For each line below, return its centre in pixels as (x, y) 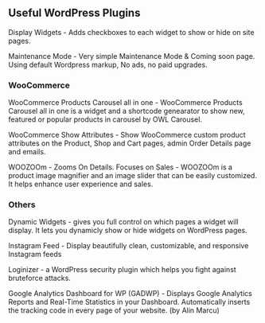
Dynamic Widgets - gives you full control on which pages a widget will (123, 222)
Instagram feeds (35, 255)
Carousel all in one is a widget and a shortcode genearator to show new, (127, 111)
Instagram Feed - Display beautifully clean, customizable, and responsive (129, 246)
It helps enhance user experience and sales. (81, 184)
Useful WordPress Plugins (74, 13)
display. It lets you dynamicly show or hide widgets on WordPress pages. (128, 231)
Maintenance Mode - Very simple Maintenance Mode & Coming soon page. (132, 56)
